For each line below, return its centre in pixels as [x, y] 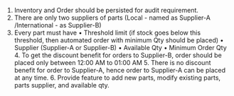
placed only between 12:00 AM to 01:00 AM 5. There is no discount [112, 62]
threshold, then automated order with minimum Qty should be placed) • [119, 40]
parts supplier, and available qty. [62, 85]
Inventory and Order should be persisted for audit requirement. [106, 10]
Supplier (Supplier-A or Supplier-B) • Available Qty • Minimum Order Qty [121, 48]
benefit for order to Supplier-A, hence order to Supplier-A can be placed [120, 70]
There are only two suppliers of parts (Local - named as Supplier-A [112, 18]
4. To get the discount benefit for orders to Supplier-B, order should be [118, 55]
